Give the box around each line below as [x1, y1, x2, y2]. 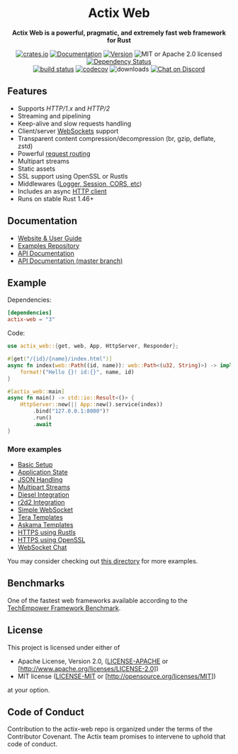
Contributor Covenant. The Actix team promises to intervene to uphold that [7, 732, 226, 741]
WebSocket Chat [17, 543, 67, 551]
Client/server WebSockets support [17, 126, 119, 135]
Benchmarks [7, 578, 65, 590]
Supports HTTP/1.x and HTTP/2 [17, 104, 110, 113]
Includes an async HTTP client [17, 186, 108, 196]
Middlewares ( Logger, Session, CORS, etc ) [17, 179, 142, 188]
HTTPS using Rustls [17, 528, 76, 536]
